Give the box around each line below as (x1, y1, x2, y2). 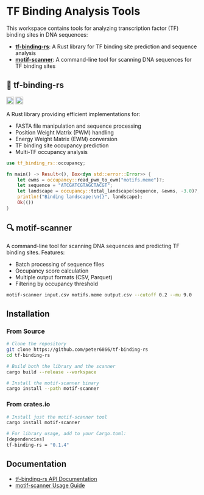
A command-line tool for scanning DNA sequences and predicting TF (6, 242, 180, 249)
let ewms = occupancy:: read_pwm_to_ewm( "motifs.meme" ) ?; (17, 177, 165, 183)
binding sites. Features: (6, 249, 65, 256)
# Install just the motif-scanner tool (6, 414, 108, 420)
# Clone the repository (6, 341, 67, 347)
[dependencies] (6, 436, 45, 442)
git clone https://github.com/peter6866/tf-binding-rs (6, 346, 149, 353)
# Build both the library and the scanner (6, 363, 116, 369)
